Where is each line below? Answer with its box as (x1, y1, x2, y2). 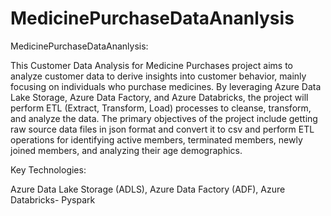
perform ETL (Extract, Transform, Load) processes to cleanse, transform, (10, 102, 312, 114)
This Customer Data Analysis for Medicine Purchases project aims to (10, 59, 293, 71)
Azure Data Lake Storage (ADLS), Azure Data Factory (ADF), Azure (10, 183, 286, 195)
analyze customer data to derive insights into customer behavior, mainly (10, 70, 307, 82)
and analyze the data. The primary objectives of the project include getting (10, 112, 318, 124)
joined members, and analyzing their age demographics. (10, 144, 243, 156)
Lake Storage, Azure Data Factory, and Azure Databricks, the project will (10, 91, 309, 103)
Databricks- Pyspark (10, 193, 96, 206)
